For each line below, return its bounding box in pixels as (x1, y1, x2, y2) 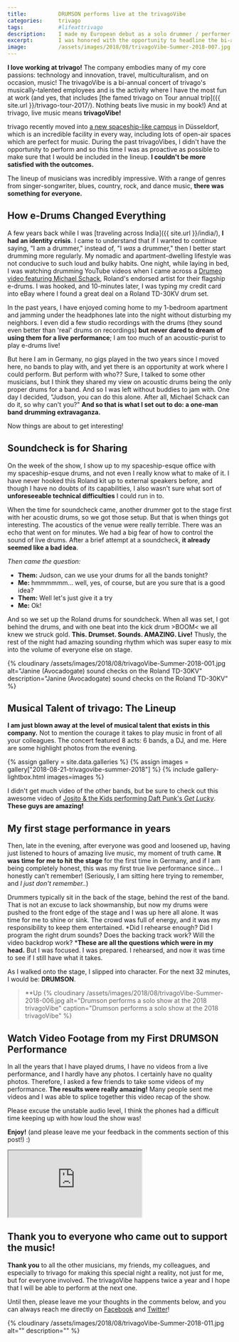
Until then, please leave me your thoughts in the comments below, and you (7, 1297, 226, 1306)
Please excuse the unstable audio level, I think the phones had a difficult (7, 1106, 219, 1115)
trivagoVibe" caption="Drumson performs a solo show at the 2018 (24, 1004, 219, 1013)
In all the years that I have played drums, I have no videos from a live (7, 1063, 208, 1071)
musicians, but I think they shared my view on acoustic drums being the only (7, 377, 232, 386)
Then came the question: (7, 557, 81, 565)
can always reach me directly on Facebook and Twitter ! (7, 1305, 170, 1313)
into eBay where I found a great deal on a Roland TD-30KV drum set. (7, 289, 209, 298)
